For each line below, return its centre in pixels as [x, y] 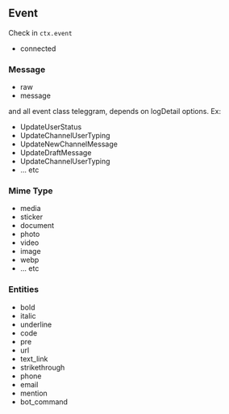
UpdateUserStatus [51, 127]
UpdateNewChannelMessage [69, 144]
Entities [23, 289]
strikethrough [42, 367]
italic [28, 315]
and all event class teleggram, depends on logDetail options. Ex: [115, 112]
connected [38, 49]
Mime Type [31, 191]
